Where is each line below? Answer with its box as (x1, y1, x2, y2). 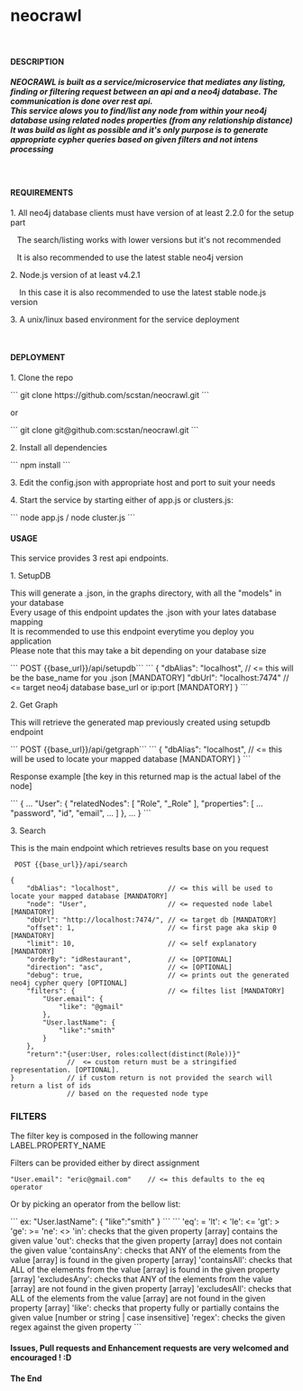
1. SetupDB (10, 570, 51, 581)
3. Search (10, 825, 46, 836)
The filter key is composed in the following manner (10, 1130, 199, 1142)
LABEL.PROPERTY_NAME (10, 1140, 106, 1151)
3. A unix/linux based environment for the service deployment (10, 313, 240, 325)
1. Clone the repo (10, 372, 74, 383)
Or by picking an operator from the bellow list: (10, 1199, 181, 1210)
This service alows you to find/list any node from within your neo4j (10, 106, 267, 116)
